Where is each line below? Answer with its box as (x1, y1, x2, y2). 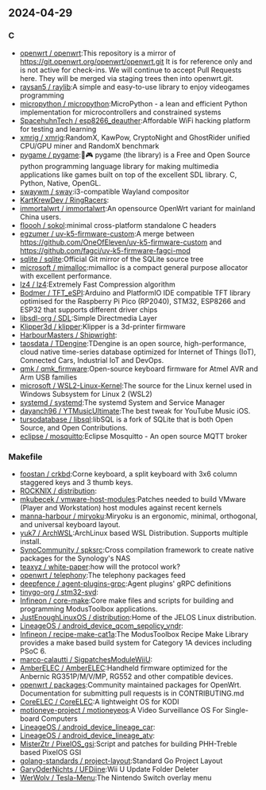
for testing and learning (19, 124, 97, 133)
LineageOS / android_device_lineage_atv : (19, 730, 156, 740)
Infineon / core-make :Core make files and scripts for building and (19, 595, 234, 605)
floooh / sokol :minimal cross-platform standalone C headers (19, 220, 217, 229)
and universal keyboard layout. (19, 519, 121, 529)
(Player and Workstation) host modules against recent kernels (19, 503, 222, 512)
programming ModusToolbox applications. (19, 603, 158, 614)
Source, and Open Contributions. (19, 422, 129, 432)
